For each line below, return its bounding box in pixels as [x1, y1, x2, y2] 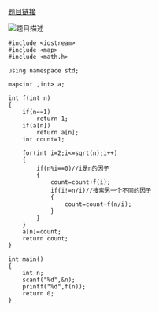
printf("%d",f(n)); [22, 283, 87, 291]
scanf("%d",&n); [22, 276, 76, 284]
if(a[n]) [22, 122, 51, 130]
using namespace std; [8, 67, 79, 75]
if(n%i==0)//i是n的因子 [36, 164, 110, 172]
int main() [8, 255, 44, 263]
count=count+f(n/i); [64, 200, 132, 208]
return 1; [36, 115, 68, 123]
